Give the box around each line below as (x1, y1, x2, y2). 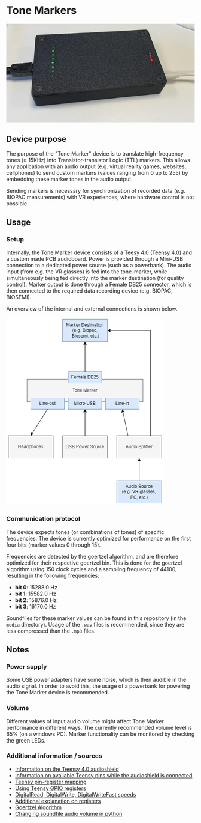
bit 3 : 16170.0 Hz (14, 603, 56, 610)
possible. (6, 199, 29, 207)
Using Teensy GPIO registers (14, 785, 87, 792)
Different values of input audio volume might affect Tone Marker (6, 717, 165, 724)
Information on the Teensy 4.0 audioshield (14, 765, 120, 773)
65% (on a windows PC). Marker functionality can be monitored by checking (6, 730, 195, 738)
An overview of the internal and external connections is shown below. (6, 305, 178, 312)
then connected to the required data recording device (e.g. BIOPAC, (6, 287, 173, 294)
